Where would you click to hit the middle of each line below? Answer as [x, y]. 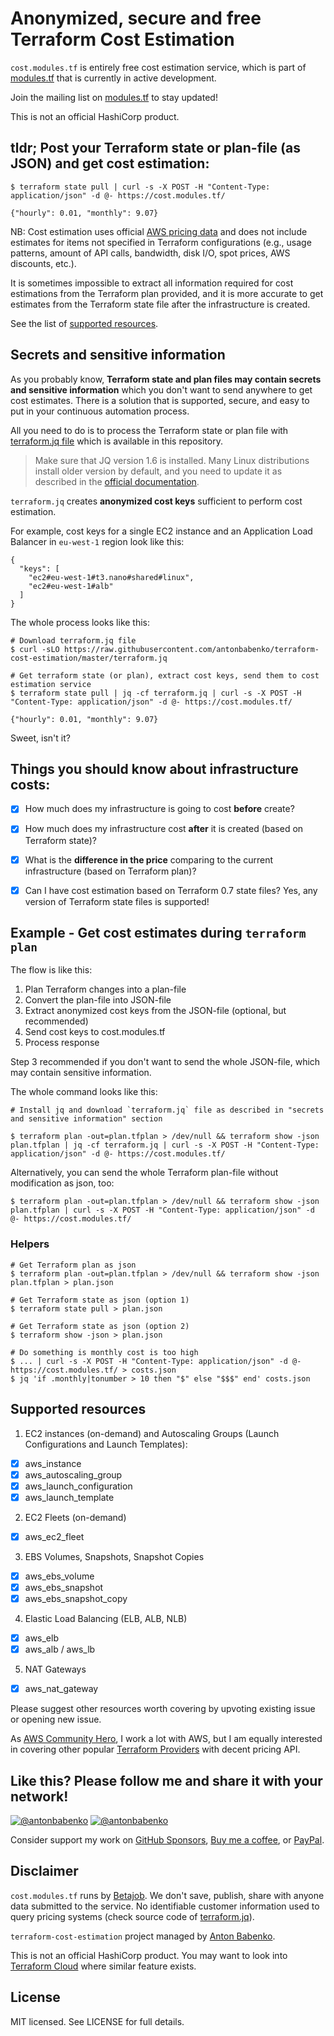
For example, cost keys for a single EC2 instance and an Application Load [161, 531]
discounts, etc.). [43, 263]
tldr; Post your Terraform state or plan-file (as [155, 148]
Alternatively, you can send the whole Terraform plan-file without [144, 1173]
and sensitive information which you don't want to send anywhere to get [161, 389]
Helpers [30, 1244]
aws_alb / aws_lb [60, 1649]
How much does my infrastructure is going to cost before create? [159, 809]
